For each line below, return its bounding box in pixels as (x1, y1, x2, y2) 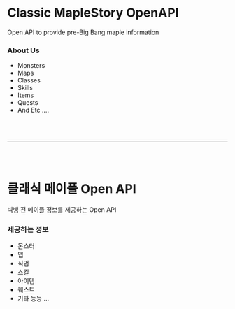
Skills (17, 84, 34, 92)
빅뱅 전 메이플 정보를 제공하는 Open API (7, 206, 117, 214)
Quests (17, 99, 38, 107)
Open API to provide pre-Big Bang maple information (7, 28, 159, 36)
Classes (17, 76, 41, 85)
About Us (7, 45, 40, 55)
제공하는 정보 (7, 225, 49, 235)
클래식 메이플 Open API (7, 181, 136, 197)
